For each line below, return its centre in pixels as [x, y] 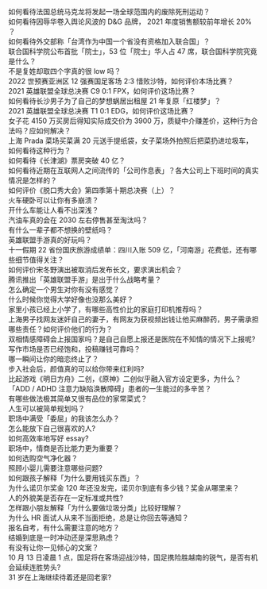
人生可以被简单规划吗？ [46, 408]
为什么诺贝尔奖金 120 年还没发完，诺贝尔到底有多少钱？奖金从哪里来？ [124, 488]
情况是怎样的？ [33, 180]
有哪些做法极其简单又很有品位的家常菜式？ [78, 398]
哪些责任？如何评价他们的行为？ [60, 329]
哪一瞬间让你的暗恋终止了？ [54, 359]
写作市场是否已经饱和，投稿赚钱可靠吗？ [74, 349]
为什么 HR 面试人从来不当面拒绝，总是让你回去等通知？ [99, 518]
